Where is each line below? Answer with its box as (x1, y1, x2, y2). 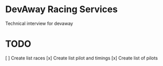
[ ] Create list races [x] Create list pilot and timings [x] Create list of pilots (5, 55, 158, 61)
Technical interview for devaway (5, 20, 74, 26)
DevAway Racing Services (5, 4, 118, 15)
